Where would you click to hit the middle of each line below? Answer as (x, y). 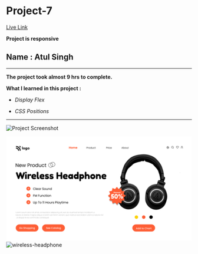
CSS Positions (32, 111)
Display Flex (29, 100)
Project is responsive (32, 38)
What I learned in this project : (44, 88)
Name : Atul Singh (40, 57)
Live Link (17, 27)
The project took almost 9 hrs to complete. (59, 77)
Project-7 (29, 11)
